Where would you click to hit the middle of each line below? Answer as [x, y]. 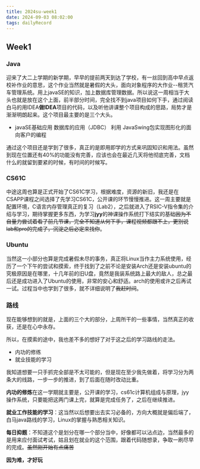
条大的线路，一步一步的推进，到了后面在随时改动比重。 [74, 379]
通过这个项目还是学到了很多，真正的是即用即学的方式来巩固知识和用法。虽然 [100, 148]
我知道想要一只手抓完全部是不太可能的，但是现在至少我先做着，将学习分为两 [100, 372]
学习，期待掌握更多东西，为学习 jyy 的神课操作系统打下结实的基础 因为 [101, 214]
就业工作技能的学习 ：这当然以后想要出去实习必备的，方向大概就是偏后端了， [100, 412]
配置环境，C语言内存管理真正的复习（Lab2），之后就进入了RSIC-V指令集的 [97, 207]
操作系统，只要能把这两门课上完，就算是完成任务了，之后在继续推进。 [92, 399]
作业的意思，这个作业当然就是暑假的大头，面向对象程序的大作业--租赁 [102, 85]
